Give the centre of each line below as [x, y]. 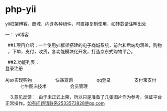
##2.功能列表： [23, 62]
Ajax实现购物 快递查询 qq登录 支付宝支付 [81, 80]
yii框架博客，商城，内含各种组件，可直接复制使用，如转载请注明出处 [76, 24]
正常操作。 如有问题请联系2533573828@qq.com [55, 103]
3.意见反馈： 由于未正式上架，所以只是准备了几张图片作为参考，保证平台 [86, 97]
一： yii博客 [17, 34]
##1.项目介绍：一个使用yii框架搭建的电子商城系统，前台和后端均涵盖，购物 [85, 45]
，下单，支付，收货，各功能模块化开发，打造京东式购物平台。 [71, 51]
